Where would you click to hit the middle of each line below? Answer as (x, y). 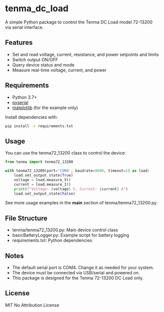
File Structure (26, 218)
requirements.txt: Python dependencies (52, 241)
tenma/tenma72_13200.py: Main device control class (65, 230)
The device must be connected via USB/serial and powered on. (76, 273)
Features (19, 43)
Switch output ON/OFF (35, 60)
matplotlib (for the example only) (45, 108)
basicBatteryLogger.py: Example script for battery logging (71, 235)
